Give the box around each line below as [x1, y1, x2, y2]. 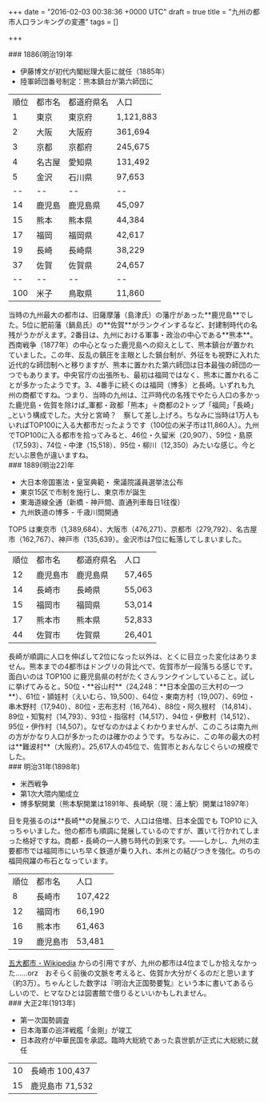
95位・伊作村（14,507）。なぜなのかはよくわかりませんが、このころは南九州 [8, 722, 258, 731]
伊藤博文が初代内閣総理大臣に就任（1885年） [19, 67, 170, 76]
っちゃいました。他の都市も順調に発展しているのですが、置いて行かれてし [8, 826, 254, 835]
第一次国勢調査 [19, 1015, 70, 1024]
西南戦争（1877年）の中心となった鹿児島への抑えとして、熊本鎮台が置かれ [8, 340, 254, 349]
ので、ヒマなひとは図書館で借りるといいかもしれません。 [22, 988, 211, 998]
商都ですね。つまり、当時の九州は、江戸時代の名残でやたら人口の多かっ [22, 390, 261, 399]
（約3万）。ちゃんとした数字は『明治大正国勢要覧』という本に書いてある [8, 979, 247, 987]
